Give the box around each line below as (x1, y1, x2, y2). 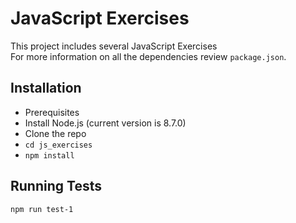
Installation (10, 80, 82, 97)
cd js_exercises (24, 140, 93, 150)
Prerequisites (24, 106, 80, 118)
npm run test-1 (10, 204, 74, 214)
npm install (24, 150, 75, 161)
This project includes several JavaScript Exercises (10, 40, 218, 52)
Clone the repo (24, 127, 87, 139)
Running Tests (10, 178, 102, 195)
